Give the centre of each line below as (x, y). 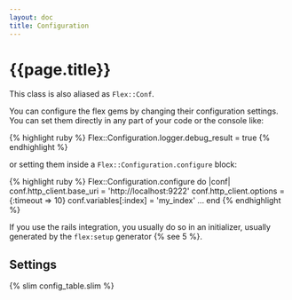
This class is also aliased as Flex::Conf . (82, 94)
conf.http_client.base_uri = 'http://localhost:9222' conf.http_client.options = (147, 191)
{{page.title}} (60, 70)
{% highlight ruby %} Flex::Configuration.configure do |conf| (120, 182)
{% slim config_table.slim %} (62, 286)
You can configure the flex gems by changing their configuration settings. (144, 111)
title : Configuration (49, 26)
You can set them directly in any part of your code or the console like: (137, 121)
